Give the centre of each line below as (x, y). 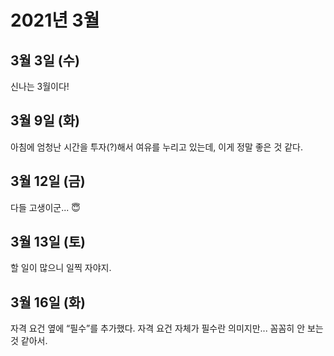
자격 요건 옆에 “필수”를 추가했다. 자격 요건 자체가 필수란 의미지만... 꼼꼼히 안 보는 (167, 328)
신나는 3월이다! (40, 86)
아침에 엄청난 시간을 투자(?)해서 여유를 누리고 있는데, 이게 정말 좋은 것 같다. (157, 147)
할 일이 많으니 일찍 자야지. (61, 268)
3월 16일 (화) (48, 302)
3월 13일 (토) (48, 242)
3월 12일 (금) (48, 181)
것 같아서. (29, 341)
